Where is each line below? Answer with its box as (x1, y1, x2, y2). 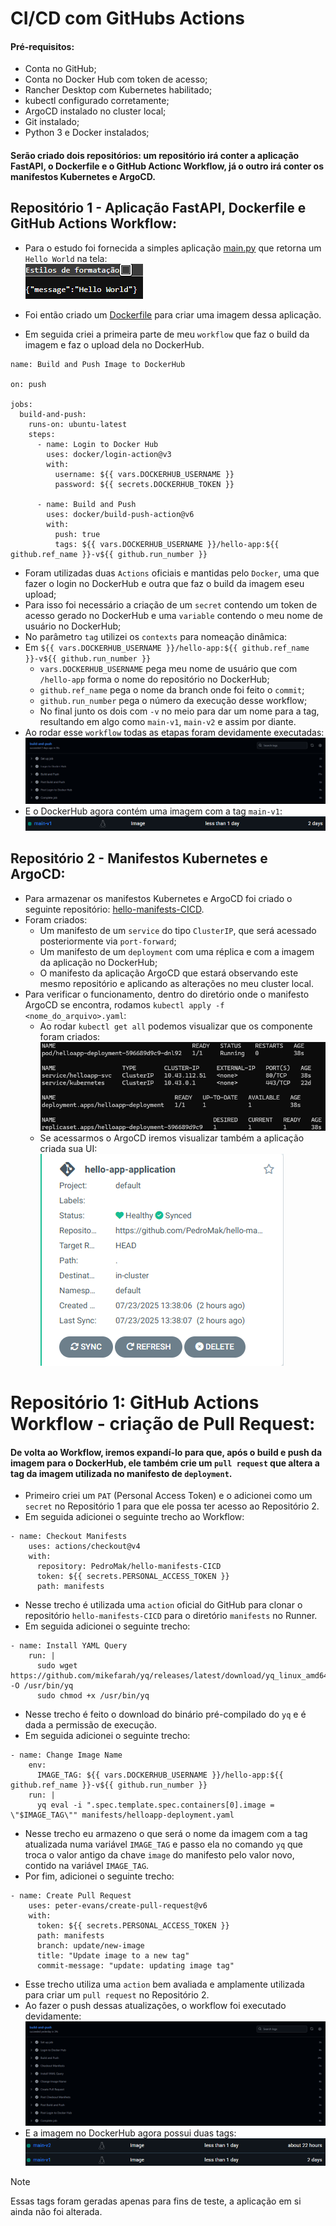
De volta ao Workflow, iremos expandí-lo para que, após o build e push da (10, 1446, 323, 1458)
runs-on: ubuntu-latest (28, 419, 128, 429)
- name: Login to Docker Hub (36, 439, 159, 449)
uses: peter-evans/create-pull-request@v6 (28, 1901, 208, 1911)
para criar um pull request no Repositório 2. (24, 1989, 210, 2001)
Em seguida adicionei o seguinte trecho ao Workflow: (24, 1511, 245, 1523)
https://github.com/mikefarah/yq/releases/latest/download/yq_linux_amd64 (10, 1671, 329, 1681)
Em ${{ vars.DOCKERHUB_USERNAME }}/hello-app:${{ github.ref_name (24, 641, 310, 653)
